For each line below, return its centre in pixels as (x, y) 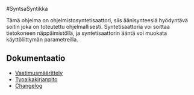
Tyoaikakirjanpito (36, 79)
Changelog (29, 85)
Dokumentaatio (36, 59)
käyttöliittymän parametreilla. (42, 39)
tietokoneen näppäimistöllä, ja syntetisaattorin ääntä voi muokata (87, 33)
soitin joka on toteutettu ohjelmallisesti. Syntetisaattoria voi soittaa (88, 27)
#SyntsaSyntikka (27, 9)
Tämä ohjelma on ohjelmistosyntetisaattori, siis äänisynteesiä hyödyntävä (97, 20)
